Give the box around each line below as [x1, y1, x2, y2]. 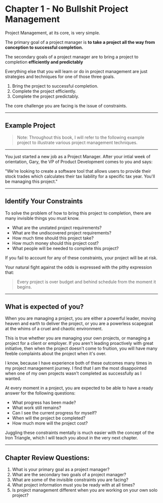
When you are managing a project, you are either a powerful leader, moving [5, 315, 156, 322]
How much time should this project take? [12, 235, 94, 241]
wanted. [5, 376, 21, 381]
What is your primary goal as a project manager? [12, 467, 110, 472]
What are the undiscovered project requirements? [12, 230, 112, 235]
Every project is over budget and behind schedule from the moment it [16, 279, 156, 285]
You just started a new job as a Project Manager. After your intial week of [5, 153, 151, 159]
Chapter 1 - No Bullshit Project [5, 3, 129, 15]
